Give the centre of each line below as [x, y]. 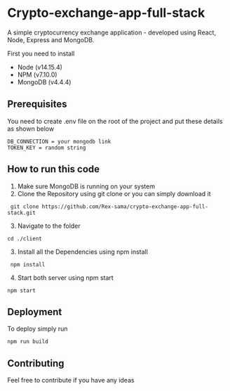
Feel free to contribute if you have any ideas [71, 380]
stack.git [22, 212]
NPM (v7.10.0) [37, 75]
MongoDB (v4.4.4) [44, 82]
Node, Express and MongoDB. [51, 39]
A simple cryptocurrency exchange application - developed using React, [111, 32]
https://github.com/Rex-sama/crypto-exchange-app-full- [125, 206]
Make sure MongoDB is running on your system [86, 186]
